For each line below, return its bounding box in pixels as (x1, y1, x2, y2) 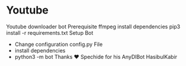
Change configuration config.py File (14, 41, 103, 48)
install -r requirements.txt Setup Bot (6, 29, 94, 36)
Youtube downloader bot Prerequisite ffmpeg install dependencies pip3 (6, 23, 181, 30)
